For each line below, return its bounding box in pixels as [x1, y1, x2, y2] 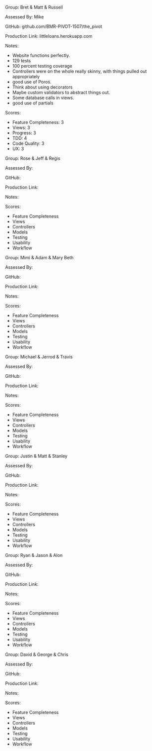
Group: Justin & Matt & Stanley [5, 453, 68, 459]
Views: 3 [12, 124, 31, 130]
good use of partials [12, 100, 53, 106]
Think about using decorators [12, 84, 73, 90]
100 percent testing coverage [12, 63, 73, 69]
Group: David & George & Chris [5, 651, 68, 657]
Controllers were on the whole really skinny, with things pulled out [12, 68, 147, 74]
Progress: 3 [12, 130, 36, 136]
